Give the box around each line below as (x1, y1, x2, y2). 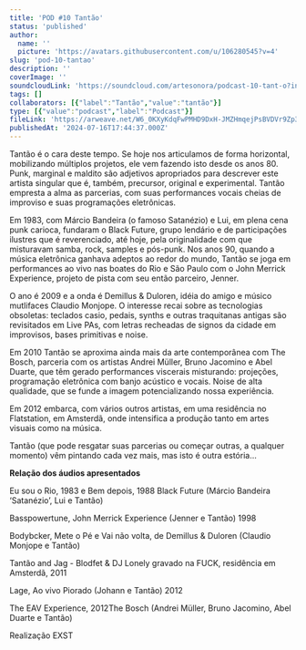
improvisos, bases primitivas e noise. (9, 329, 148, 340)
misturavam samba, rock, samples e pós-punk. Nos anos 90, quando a (9, 243, 275, 254)
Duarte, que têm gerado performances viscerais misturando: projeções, (9, 366, 280, 377)
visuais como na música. (9, 423, 102, 433)
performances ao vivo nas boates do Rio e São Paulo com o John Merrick (9, 263, 286, 273)
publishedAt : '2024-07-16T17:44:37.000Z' (9, 124, 169, 133)
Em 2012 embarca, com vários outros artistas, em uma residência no (9, 403, 267, 414)
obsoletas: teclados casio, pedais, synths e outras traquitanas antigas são (9, 310, 287, 320)
